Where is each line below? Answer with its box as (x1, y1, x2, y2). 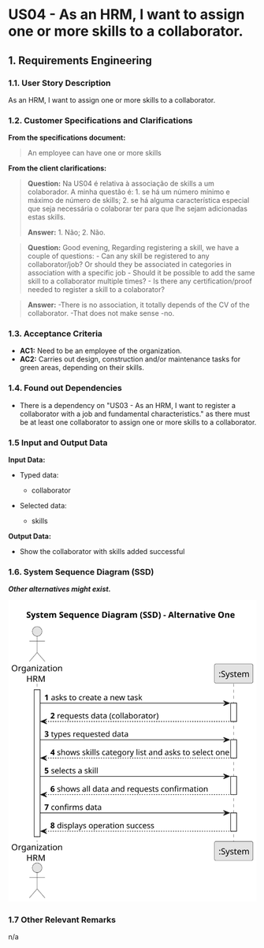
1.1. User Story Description (8, 77, 112, 88)
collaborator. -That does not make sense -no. (27, 309, 175, 318)
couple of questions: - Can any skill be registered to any (27, 251, 210, 261)
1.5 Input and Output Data (8, 437, 108, 448)
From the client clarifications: (8, 163, 107, 173)
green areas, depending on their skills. (19, 363, 144, 373)
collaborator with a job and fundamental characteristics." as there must (19, 409, 251, 418)
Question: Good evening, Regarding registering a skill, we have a (27, 243, 240, 253)
